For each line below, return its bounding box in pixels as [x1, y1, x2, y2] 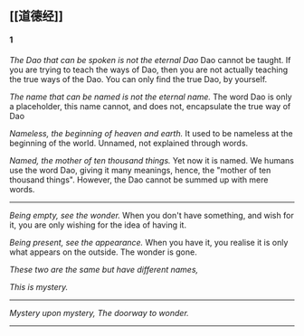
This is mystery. [9, 281, 69, 292]
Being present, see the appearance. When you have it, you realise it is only [9, 237, 289, 247]
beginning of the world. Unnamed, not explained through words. [9, 137, 249, 148]
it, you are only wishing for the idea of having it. [9, 219, 187, 230]
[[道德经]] [9, 8, 63, 24]
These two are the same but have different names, [9, 264, 199, 275]
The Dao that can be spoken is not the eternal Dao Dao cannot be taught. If [9, 54, 291, 65]
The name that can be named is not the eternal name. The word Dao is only [9, 91, 292, 102]
